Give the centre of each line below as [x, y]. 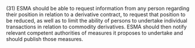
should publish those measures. [45, 39]
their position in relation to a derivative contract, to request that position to [96, 14]
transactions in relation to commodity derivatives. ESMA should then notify [96, 27]
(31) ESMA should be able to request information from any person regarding [98, 8]
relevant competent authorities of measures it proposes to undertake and [95, 33]
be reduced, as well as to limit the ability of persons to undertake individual [97, 21]
